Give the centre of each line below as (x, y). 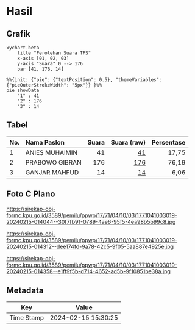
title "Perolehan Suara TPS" (54, 53)
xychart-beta (23, 48)
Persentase (168, 142)
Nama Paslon (45, 142)
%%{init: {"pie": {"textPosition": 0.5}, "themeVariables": (84, 80)
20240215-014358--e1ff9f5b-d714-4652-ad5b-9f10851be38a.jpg (88, 271)
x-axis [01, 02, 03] (43, 59)
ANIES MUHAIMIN (51, 152)
